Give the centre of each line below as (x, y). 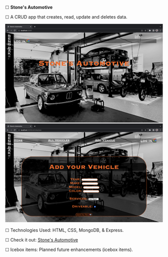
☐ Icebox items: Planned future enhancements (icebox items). (69, 249)
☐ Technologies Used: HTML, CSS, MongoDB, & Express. (64, 230)
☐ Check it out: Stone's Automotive (42, 240)
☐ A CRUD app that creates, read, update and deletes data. (66, 17)
